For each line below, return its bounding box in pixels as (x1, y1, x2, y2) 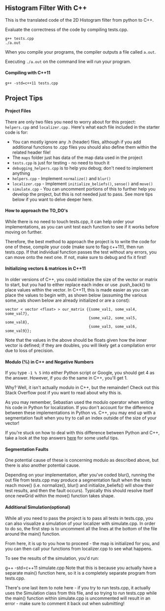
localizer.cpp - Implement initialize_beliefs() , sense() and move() (12, 181, 153, 187)
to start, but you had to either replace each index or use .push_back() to (5, 282, 151, 288)
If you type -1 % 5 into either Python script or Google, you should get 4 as (5, 370, 155, 376)
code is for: (5, 129, 28, 135)
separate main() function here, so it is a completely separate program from (5, 570, 156, 576)
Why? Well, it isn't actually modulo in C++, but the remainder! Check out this (5, 385, 160, 390)
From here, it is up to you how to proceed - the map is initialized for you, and (5, 540, 160, 546)
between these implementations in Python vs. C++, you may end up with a (5, 410, 156, 416)
